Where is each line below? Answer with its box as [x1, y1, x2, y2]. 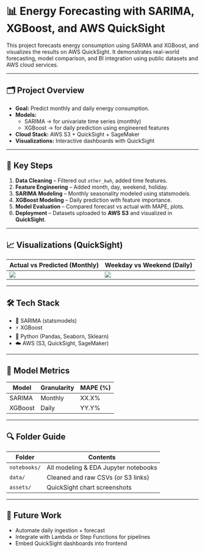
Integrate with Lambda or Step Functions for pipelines [15, 533, 151, 540]
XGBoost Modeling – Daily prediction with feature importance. [15, 196, 173, 203]
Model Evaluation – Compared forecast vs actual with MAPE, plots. [15, 202, 185, 210]
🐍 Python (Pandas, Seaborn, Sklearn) [15, 333, 109, 340]
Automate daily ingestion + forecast [15, 526, 106, 534]
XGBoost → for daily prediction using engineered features [24, 124, 170, 131]
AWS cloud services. [6, 61, 59, 68]
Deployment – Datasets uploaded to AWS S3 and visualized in [15, 209, 173, 216]
